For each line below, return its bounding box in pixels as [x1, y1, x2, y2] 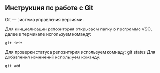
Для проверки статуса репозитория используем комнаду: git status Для [5, 49, 156, 55]
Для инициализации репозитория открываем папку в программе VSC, [5, 26, 152, 32]
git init [5, 41, 23, 45]
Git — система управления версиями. [5, 16, 84, 22]
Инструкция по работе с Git [5, 4, 94, 12]
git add [5, 63, 21, 68]
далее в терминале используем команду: [5, 31, 91, 37]
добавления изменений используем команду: [5, 54, 101, 60]
